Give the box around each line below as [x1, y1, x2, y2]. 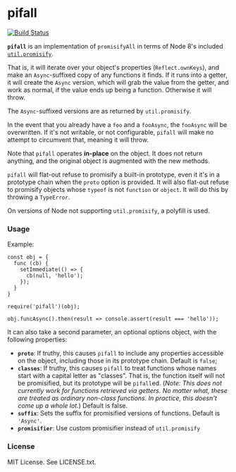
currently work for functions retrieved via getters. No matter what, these [17, 387, 228, 395]
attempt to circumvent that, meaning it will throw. [7, 135, 149, 144]
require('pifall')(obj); [7, 303, 80, 310]
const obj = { [7, 254, 49, 261]
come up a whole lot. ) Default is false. [17, 401, 128, 410]
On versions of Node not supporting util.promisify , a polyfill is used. [7, 206, 210, 214]
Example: [7, 240, 35, 248]
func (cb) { [13, 260, 49, 267]
